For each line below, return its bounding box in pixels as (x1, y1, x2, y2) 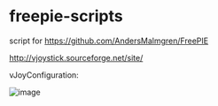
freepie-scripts (9, 6, 123, 26)
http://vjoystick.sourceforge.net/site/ (9, 52, 144, 63)
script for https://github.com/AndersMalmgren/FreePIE (9, 35, 209, 46)
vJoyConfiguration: (9, 69, 80, 80)
